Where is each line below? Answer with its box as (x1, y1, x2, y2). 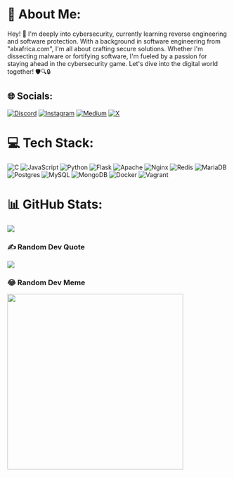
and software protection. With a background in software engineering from (7, 37, 221, 45)
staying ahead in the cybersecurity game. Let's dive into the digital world (7, 59, 218, 67)
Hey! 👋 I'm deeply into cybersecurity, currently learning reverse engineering (7, 30, 227, 38)
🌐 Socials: (7, 91, 53, 103)
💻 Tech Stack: (7, 135, 94, 150)
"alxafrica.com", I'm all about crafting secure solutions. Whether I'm (7, 44, 204, 53)
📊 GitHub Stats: (7, 196, 103, 212)
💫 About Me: (7, 6, 82, 22)
